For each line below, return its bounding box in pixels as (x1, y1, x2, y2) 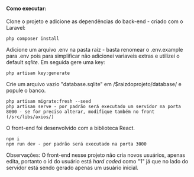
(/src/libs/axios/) (6, 114, 54, 120)
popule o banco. (6, 87, 46, 94)
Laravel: (6, 24, 25, 31)
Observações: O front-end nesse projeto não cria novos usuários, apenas (6, 151, 186, 159)
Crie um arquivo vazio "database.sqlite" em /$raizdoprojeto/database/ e (6, 81, 182, 88)
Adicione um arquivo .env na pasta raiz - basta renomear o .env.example (6, 46, 183, 53)
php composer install (6, 36, 60, 42)
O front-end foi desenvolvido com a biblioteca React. (6, 125, 135, 132)
